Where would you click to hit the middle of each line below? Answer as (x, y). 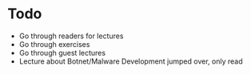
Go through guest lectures (62, 53)
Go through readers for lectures (71, 36)
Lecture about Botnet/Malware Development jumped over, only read (131, 61)
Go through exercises (54, 44)
